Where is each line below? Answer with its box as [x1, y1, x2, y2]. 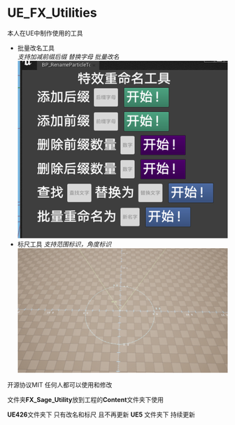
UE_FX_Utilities [7, 5, 97, 21]
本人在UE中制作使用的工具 [7, 29, 83, 37]
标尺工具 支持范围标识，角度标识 [17, 240, 112, 248]
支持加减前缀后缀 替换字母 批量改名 [17, 52, 120, 61]
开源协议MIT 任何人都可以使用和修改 [7, 380, 113, 389]
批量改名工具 [17, 43, 55, 52]
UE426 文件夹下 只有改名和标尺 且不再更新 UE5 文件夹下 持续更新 [7, 410, 196, 419]
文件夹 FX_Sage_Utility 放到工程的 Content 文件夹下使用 [7, 395, 164, 403]
